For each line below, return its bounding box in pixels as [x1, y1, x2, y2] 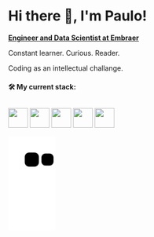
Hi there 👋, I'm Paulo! [8, 7, 148, 25]
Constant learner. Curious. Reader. [8, 48, 120, 57]
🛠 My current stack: [8, 82, 76, 91]
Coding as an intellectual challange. [8, 63, 123, 73]
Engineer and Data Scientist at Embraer [8, 33, 139, 42]
